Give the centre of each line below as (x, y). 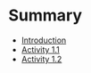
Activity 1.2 (41, 59)
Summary (45, 16)
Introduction (44, 40)
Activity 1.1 (40, 49)
